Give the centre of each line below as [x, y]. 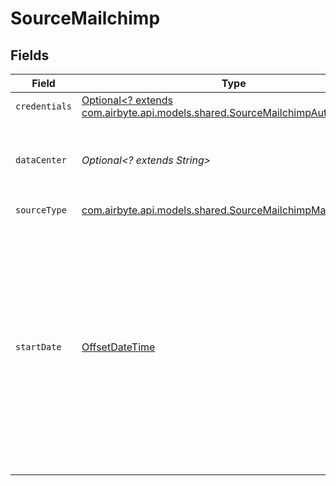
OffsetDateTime [118, 347]
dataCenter [41, 160]
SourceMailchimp [85, 18]
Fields [30, 55]
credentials [44, 106]
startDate [38, 347]
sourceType [41, 210]
